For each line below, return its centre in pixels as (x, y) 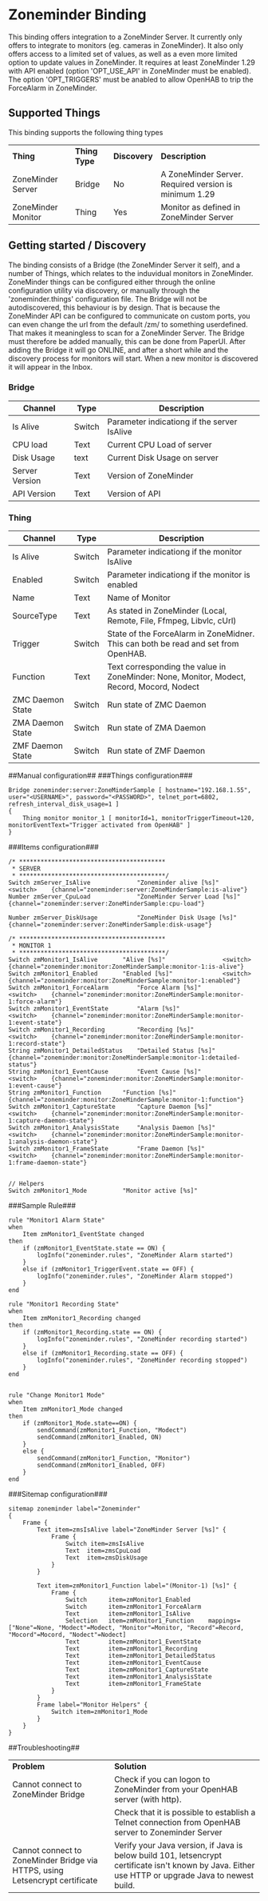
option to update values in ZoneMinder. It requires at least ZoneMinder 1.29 (132, 62)
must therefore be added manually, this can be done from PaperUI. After (127, 341)
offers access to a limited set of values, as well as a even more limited (123, 54)
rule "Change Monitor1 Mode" (57, 1395)
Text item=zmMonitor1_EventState (133, 1642)
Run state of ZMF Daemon (156, 751)
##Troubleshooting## (44, 1748)
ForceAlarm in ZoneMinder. (53, 88)
